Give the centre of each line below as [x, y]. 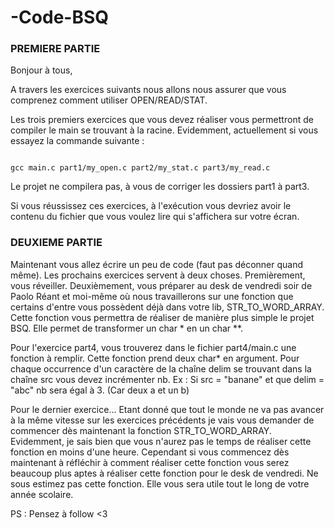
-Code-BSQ [60, 17]
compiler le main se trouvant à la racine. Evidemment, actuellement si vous [164, 130]
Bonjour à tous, [41, 70]
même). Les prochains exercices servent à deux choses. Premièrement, [158, 275]
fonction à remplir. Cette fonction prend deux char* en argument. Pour [155, 358]
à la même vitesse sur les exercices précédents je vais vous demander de [162, 420]
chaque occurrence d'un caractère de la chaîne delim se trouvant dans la [161, 368]
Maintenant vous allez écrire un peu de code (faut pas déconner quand [157, 264]
